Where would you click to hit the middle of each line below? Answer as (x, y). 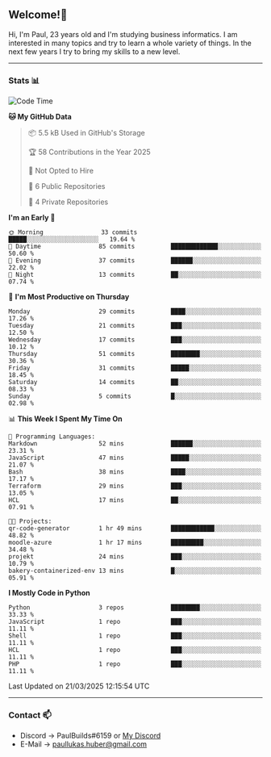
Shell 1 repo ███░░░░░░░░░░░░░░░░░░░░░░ (135, 636)
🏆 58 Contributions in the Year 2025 (89, 152)
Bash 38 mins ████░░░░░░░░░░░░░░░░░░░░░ (135, 472)
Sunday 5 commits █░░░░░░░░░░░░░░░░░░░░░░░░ (135, 396)
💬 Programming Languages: (52, 437)
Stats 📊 (24, 80)
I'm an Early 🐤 (32, 218)
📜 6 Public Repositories (67, 186)
